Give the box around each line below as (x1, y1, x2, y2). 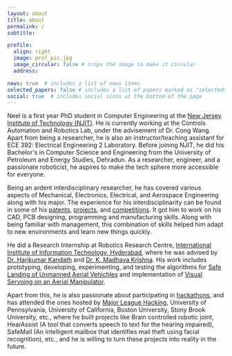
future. (7, 342, 26, 350)
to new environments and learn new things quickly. (7, 228, 152, 236)
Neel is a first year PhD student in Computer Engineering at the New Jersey (7, 112, 222, 120)
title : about (7, 17, 45, 23)
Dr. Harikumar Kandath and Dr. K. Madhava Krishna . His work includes (7, 256, 207, 264)
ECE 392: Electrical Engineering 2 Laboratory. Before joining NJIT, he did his (7, 141, 224, 149)
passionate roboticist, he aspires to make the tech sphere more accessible (7, 163, 219, 171)
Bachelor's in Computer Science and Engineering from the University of (7, 148, 211, 157)
